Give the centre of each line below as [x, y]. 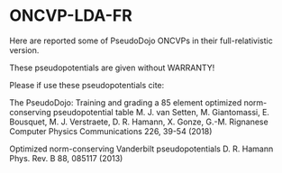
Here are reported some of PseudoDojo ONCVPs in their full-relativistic [141, 41]
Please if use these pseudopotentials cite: [87, 85]
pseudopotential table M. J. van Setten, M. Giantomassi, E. [161, 112]
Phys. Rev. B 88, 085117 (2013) [66, 158]
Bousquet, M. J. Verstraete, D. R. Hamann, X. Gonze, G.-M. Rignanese [139, 122]
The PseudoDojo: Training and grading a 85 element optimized [126, 102]
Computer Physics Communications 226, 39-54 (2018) [111, 131]
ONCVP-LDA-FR [71, 16]
